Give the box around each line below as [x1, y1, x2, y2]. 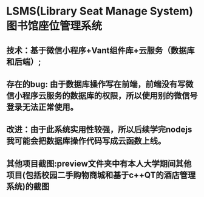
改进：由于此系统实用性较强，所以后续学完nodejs [6, 125, 192, 135]
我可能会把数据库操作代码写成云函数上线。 [6, 136, 166, 147]
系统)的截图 [6, 181, 50, 192]
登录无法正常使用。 [6, 102, 78, 112]
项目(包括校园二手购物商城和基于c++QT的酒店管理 [6, 170, 196, 180]
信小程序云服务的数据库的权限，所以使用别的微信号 [6, 90, 198, 101]
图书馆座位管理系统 [6, 19, 103, 33]
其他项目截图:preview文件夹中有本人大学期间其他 [6, 158, 192, 168]
